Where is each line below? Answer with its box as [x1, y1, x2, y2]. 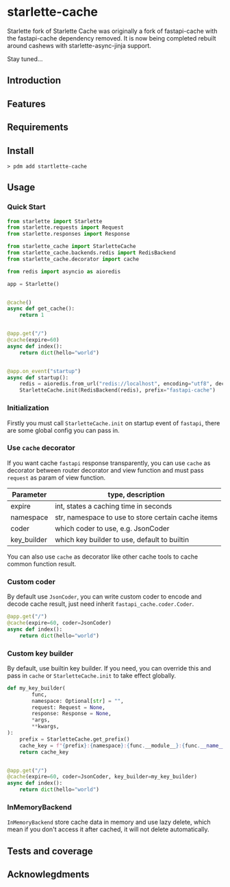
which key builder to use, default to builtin [54, 535, 190, 544]
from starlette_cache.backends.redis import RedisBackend [7, 249, 176, 256]
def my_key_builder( [7, 684, 66, 691]
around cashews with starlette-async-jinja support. [7, 41, 152, 49]
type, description [107, 489, 166, 499]
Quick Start [7, 202, 46, 212]
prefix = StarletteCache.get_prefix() [19, 736, 130, 743]
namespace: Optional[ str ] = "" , [31, 697, 125, 704]
